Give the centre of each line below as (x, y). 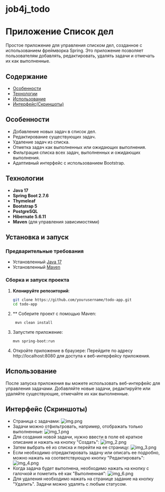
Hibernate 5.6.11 (29, 216)
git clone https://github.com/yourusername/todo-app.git (72, 300)
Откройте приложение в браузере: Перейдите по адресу (73, 351)
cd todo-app (25, 304)
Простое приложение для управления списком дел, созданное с (74, 45)
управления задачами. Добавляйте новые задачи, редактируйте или (78, 388)
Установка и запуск (37, 237)
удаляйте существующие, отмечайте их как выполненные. (67, 393)
